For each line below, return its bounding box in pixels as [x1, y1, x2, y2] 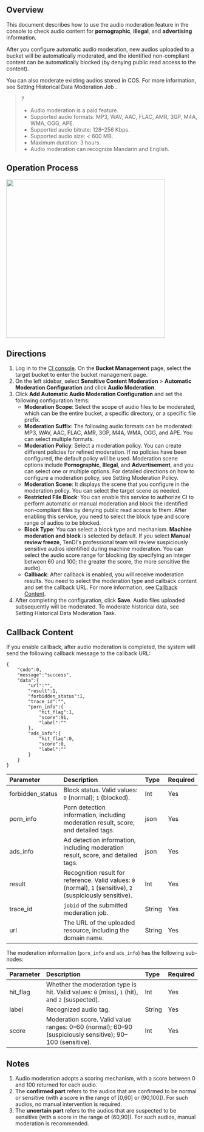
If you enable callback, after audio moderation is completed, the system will [6, 643, 195, 651]
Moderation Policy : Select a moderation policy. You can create [24, 442, 182, 450]
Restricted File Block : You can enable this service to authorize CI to [24, 494, 194, 501]
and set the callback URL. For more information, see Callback [24, 584, 178, 591]
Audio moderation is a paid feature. [30, 106, 118, 114]
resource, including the [63, 926, 129, 935]
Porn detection [63, 803, 106, 812]
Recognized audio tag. [46, 1005, 110, 1014]
